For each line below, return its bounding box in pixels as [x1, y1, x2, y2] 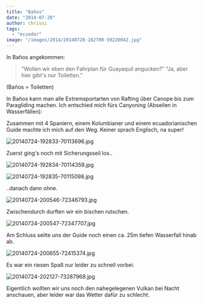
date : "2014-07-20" [6, 15, 56, 21]
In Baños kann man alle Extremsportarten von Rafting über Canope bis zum [6, 95, 194, 102]
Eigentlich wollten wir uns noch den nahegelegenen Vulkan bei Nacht [6, 285, 180, 292]
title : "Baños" [6, 8, 45, 15]
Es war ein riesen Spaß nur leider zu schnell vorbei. [6, 261, 135, 268]
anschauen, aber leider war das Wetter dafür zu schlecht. [6, 291, 150, 298]
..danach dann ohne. [6, 185, 58, 192]
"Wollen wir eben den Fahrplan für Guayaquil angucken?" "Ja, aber [21, 65, 188, 73]
